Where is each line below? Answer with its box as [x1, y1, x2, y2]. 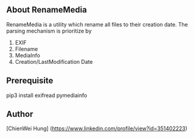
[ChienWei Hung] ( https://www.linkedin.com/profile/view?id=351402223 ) [6, 125, 188, 132]
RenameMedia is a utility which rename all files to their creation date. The [6, 20, 189, 28]
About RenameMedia [6, 5, 87, 15]
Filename [14, 45, 38, 52]
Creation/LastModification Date [14, 58, 93, 65]
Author [6, 109, 33, 119]
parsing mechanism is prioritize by [6, 27, 92, 34]
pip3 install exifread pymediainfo [6, 92, 87, 99]
